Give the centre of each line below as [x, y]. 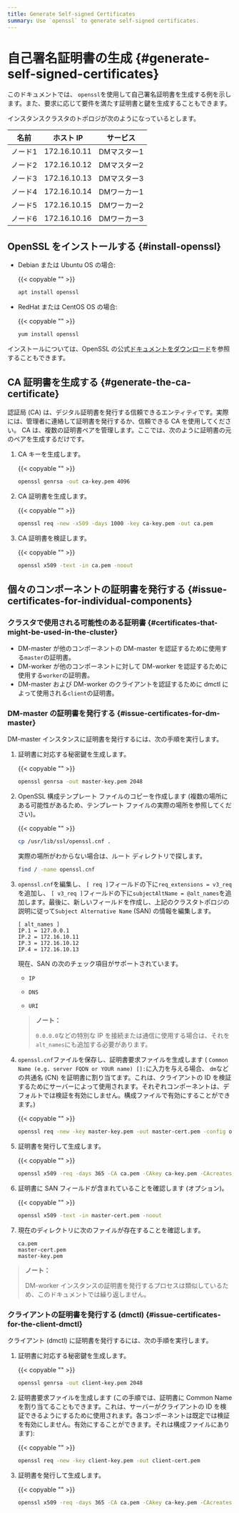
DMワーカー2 [121, 206]
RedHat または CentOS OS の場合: [67, 307]
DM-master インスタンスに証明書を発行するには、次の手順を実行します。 [115, 739]
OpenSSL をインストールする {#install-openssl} [114, 246]
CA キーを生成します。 [51, 454]
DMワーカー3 [121, 219]
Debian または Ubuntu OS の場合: [67, 265]
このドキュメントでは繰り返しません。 [94, 1294]
